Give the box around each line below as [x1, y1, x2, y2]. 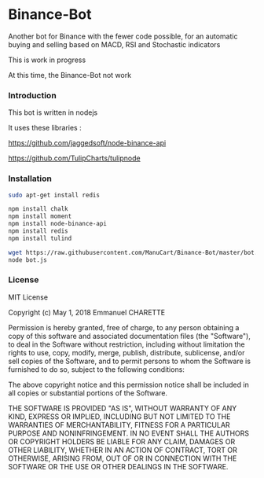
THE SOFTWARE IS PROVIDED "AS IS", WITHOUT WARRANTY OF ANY [8, 403, 237, 413]
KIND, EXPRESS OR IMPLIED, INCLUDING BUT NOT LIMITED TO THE [8, 411, 231, 421]
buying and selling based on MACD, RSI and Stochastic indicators [8, 39, 221, 49]
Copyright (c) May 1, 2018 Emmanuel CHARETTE [8, 307, 166, 317]
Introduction [8, 90, 57, 101]
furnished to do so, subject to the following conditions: [8, 364, 185, 374]
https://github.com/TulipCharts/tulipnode [8, 153, 141, 163]
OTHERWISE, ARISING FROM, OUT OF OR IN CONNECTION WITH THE [8, 454, 237, 463]
